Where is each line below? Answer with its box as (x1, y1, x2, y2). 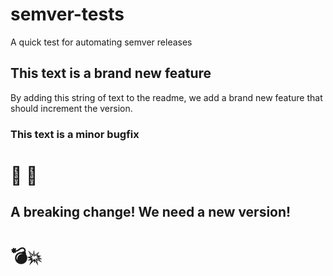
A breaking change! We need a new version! (10, 204, 292, 221)
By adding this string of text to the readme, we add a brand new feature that (10, 91, 323, 103)
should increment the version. (10, 102, 133, 114)
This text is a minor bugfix (10, 127, 140, 141)
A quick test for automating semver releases (10, 36, 193, 48)
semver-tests (10, 3, 125, 26)
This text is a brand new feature (10, 65, 212, 82)
